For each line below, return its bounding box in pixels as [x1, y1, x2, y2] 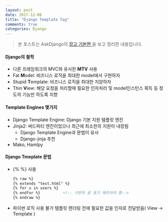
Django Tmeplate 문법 [5, 154, 52, 160]
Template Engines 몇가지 [5, 104, 58, 110]
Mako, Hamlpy [12, 141, 43, 147]
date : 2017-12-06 [5, 12, 42, 17]
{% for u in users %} [12, 186, 59, 191]
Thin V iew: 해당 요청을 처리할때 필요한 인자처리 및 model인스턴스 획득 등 [12, 85, 158, 91]
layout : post [5, 7, 33, 13]
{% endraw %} [12, 195, 41, 201]
